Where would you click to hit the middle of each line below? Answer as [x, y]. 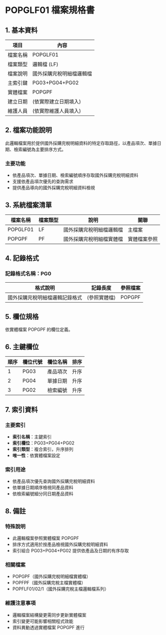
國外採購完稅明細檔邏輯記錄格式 [45, 298]
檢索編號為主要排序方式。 [40, 149]
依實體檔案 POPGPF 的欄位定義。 [39, 329]
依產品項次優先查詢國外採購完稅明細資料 [54, 481]
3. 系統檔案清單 [28, 205]
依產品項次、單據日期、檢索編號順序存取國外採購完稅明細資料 [75, 175]
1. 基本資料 [22, 30]
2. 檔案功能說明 [28, 130]
